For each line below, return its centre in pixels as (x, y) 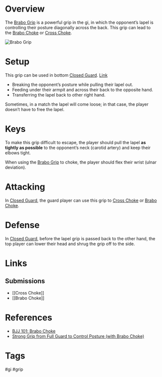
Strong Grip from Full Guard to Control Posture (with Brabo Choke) (78, 336)
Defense (22, 225)
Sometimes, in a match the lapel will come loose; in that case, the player (77, 104)
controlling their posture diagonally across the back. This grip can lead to (78, 27)
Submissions (25, 281)
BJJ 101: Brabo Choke (34, 331)
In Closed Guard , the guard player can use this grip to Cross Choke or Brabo (81, 200)
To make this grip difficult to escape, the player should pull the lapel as (75, 142)
